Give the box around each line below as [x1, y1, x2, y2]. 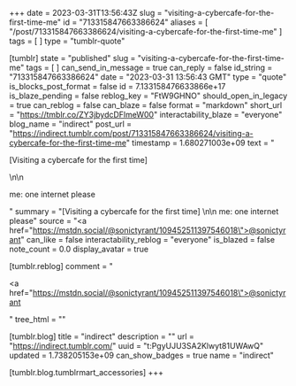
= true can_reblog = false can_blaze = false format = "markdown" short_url [9, 100, 283, 110]
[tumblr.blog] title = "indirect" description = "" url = [9, 331, 194, 342]
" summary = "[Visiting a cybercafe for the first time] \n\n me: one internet [9, 206, 279, 216]
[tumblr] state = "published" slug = [9, 53, 136, 63]
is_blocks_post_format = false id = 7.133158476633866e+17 [9, 81, 226, 91]
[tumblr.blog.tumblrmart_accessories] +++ [9, 367, 164, 377]
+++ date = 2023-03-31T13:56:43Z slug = [9, 8, 163, 18]
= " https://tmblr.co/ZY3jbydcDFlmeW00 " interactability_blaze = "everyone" [9, 110, 283, 120]
